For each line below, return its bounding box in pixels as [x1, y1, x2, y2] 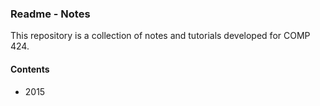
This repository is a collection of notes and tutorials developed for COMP [10, 30, 311, 42]
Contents [10, 63, 50, 75]
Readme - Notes [10, 7, 91, 21]
